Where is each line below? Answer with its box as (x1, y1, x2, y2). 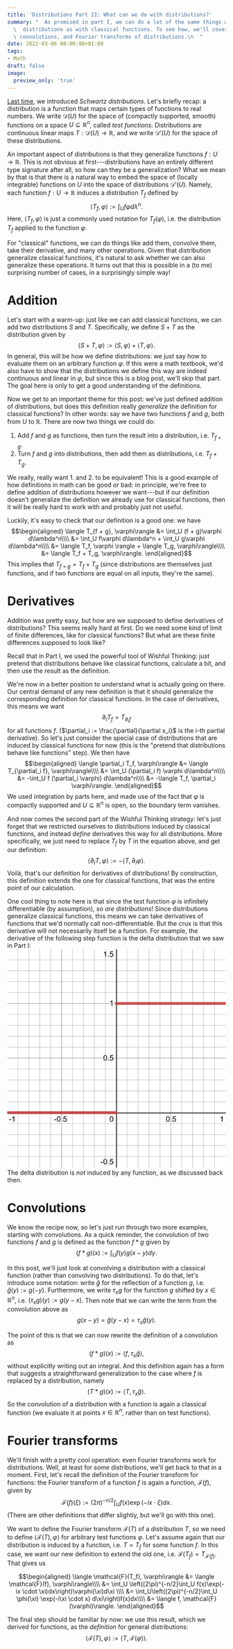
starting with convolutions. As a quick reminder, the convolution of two (7, 1231, 209, 1239)
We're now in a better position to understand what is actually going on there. (7, 680, 226, 688)
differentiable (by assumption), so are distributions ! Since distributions (7, 905, 208, 913)
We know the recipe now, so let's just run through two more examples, (7, 1223, 209, 1232)
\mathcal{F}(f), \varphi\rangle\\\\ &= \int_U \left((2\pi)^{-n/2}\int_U (8, 1580, 196, 1588)
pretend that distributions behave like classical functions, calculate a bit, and (7, 659, 226, 667)
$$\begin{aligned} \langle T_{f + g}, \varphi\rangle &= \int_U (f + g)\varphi (11, 527, 222, 535)
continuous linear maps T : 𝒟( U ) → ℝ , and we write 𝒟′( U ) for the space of (7, 129, 218, 137)
